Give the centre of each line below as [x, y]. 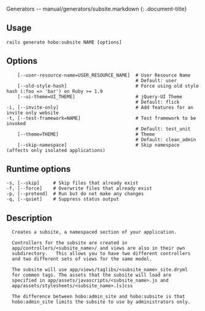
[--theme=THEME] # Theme [86, 134]
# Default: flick [157, 102]
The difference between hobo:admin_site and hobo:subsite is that [99, 297]
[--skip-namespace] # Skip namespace [99, 145]
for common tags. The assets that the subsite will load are [92, 275]
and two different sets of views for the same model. [82, 259]
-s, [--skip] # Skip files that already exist [72, 183]
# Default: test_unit [163, 129]
